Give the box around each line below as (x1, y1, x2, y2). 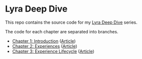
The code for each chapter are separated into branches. (5, 29, 118, 34)
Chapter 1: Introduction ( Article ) (12, 38, 76, 44)
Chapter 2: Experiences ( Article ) (12, 43, 77, 49)
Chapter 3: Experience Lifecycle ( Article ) (12, 48, 95, 54)
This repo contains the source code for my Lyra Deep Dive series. (5, 19, 138, 25)
